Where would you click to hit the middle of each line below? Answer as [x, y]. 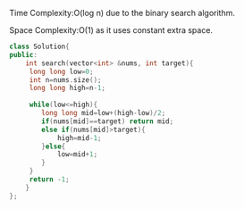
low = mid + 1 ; [77, 155]
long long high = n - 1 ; [67, 88]
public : [24, 54]
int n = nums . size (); [65, 79]
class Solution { [39, 46]
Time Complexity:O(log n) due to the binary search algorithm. [122, 13]
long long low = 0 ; [61, 71]
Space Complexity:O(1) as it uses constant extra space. [111, 30]
